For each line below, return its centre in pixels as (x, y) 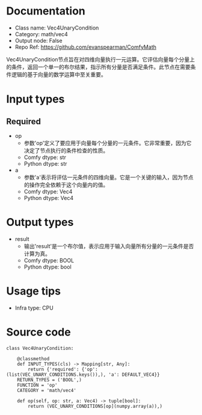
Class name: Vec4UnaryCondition (57, 28)
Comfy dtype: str (45, 157)
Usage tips (34, 291)
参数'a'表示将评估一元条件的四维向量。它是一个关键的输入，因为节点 (109, 177)
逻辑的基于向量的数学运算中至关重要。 (59, 74)
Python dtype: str (45, 163)
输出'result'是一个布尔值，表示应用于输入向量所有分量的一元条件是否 (109, 246)
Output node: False (38, 40)
